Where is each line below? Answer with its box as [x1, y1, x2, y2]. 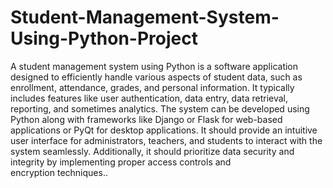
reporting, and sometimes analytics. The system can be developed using [10, 102, 310, 115]
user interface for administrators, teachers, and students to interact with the [10, 134, 323, 146]
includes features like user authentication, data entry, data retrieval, [10, 92, 289, 104]
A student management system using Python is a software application [10, 60, 299, 72]
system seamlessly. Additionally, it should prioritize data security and [10, 145, 295, 157]
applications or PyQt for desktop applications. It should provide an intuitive [10, 124, 318, 136]
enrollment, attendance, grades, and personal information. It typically [10, 81, 295, 93]
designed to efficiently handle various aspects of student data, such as [10, 71, 303, 83]
